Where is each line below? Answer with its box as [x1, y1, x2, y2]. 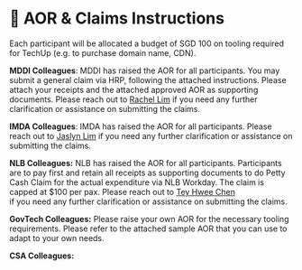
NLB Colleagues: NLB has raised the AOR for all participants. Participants [9, 157, 282, 168]
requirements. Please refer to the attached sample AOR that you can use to [9, 223, 288, 234]
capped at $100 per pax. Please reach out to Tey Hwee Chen [9, 186, 236, 197]
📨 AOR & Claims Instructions [9, 8, 225, 29]
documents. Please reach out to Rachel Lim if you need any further [9, 94, 258, 105]
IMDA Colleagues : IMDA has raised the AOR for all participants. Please [9, 121, 272, 132]
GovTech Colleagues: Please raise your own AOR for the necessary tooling [9, 213, 289, 224]
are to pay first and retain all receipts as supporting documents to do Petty [9, 167, 286, 178]
